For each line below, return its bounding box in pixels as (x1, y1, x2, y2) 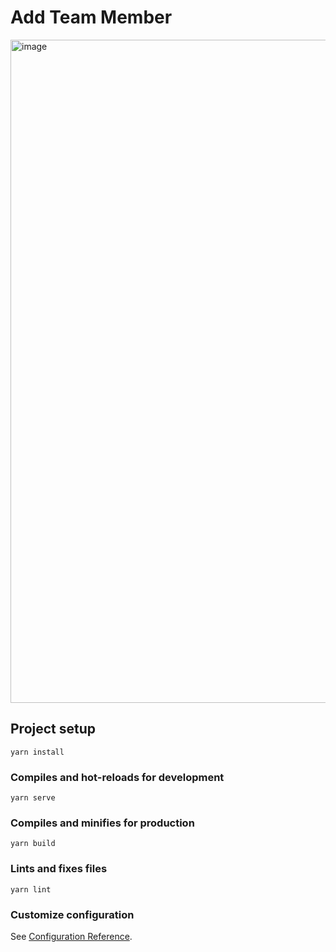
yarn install (10, 747, 65, 757)
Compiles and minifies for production (10, 816, 195, 830)
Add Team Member (10, 6, 173, 29)
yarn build (10, 839, 56, 849)
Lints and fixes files (10, 862, 108, 876)
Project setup (10, 721, 97, 738)
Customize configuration (10, 907, 135, 921)
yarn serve (10, 793, 56, 803)
